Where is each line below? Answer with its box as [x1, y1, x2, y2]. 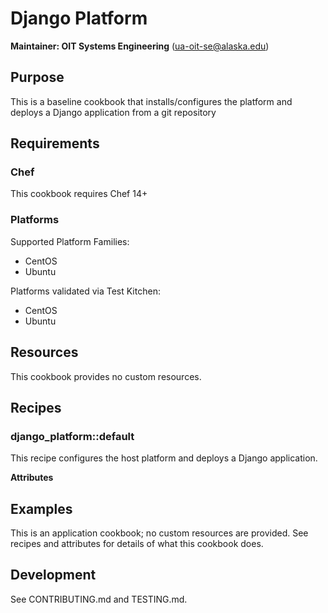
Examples [10, 500, 73, 517]
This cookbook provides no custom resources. [10, 370, 202, 382]
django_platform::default [10, 429, 135, 443]
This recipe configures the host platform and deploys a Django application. [10, 452, 318, 464]
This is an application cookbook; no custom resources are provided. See [10, 527, 309, 539]
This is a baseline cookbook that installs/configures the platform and [10, 95, 293, 107]
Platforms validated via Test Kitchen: [10, 285, 161, 297]
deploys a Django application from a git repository [10, 106, 217, 118]
